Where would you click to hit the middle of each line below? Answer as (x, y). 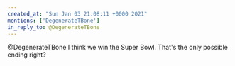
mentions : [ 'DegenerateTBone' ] (54, 21)
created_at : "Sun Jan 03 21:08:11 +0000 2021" (77, 14)
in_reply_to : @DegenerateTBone (54, 27)
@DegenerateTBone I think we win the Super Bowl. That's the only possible (118, 48)
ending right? (27, 55)
